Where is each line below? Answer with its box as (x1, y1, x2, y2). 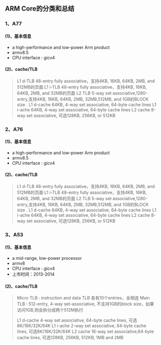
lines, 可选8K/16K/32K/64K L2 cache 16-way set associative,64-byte (16, 329, 154, 334)
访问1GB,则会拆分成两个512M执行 (16, 307, 84, 313)
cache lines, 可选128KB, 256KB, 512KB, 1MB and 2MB (16, 335, 124, 341)
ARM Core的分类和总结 (5, 4, 74, 13)
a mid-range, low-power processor (12, 255, 82, 261)
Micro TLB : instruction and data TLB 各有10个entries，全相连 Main (16, 295, 150, 301)
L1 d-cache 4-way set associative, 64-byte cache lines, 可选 (16, 317, 137, 323)
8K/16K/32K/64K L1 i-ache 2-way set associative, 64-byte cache (16, 323, 146, 329)
